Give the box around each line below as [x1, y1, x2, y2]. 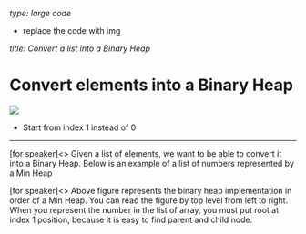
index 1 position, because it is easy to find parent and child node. [9, 214, 253, 225]
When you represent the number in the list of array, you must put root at [9, 204, 280, 215]
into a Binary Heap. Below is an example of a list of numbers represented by [9, 158, 294, 168]
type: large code [9, 8, 72, 18]
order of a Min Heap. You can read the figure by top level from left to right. [9, 195, 289, 206]
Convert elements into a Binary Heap [9, 75, 294, 96]
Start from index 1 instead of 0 [22, 122, 137, 133]
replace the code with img [22, 25, 121, 36]
